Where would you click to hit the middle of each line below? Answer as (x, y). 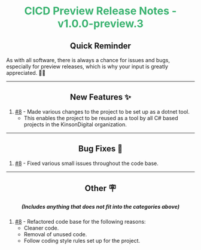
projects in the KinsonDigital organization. (75, 124)
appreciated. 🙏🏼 (26, 73)
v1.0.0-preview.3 (100, 24)
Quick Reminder (100, 46)
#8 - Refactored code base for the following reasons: (80, 221)
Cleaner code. (41, 228)
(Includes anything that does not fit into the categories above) (100, 206)
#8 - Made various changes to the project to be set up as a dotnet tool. (102, 111)
